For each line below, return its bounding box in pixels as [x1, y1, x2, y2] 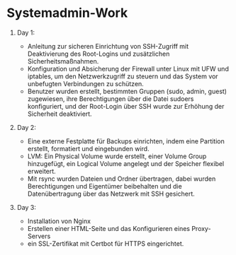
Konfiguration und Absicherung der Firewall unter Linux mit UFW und [27, 64, 230, 73]
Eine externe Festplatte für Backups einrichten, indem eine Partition [27, 136, 225, 146]
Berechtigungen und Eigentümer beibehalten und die [27, 182, 182, 190]
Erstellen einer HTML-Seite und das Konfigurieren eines [27, 224, 191, 232]
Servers [27, 232, 51, 240]
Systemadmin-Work [6, 5, 128, 21]
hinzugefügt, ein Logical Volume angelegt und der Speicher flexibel [27, 159, 225, 167]
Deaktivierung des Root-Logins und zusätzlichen [27, 49, 170, 58]
